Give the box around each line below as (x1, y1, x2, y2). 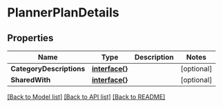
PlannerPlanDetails (7, 5, 119, 21)
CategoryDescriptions (10, 64, 86, 73)
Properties (7, 32, 54, 44)
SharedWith (10, 75, 51, 84)
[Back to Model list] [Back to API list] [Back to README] (7, 93, 166, 101)
